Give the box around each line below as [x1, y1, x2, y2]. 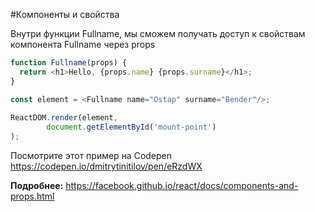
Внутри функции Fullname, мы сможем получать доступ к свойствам [10, 28, 306, 39]
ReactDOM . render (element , [10, 113, 118, 123]
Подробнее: [10, 180, 64, 191]
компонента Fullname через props [10, 39, 156, 50]
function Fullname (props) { [10, 58, 128, 68]
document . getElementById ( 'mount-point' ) [46, 122, 217, 133]
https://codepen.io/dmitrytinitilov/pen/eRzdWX [10, 160, 203, 172]
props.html [10, 190, 55, 202]
